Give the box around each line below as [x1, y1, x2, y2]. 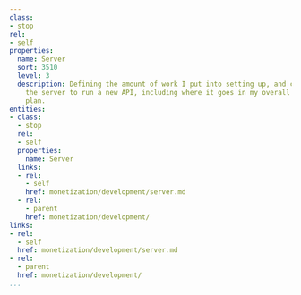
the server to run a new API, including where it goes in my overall [25, 88, 291, 97]
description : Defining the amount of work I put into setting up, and [17, 80, 287, 88]
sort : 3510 [17, 63, 58, 72]
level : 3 [17, 72, 50, 80]
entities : [9, 105, 47, 114]
